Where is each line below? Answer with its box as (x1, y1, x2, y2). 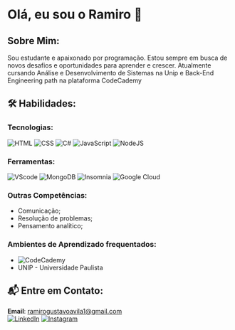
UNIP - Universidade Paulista (17, 263, 103, 272)
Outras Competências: (7, 190, 88, 200)
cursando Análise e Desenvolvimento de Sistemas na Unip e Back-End (7, 69, 214, 77)
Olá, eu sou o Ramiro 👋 (7, 6, 142, 23)
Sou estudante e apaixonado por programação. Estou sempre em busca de (7, 53, 228, 62)
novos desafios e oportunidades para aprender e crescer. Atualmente (7, 61, 211, 70)
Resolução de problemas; (17, 214, 93, 223)
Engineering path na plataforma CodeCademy (7, 76, 142, 85)
